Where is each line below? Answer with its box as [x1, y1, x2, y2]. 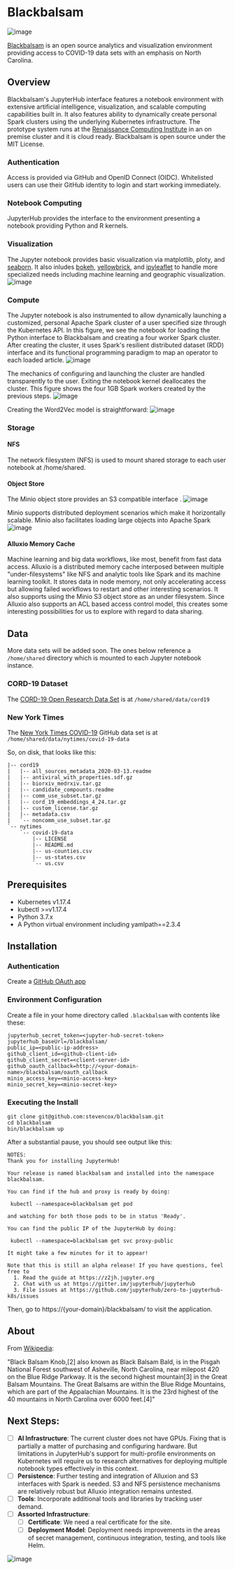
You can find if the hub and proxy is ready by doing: [7, 1188, 171, 1195]
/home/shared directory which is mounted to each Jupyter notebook [7, 654, 201, 662]
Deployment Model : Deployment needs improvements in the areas [27, 1525, 220, 1534]
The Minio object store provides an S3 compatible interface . [7, 495, 182, 503]
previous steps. [7, 391, 52, 400]
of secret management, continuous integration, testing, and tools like [27, 1533, 227, 1542]
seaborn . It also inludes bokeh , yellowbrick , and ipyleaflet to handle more [7, 263, 218, 271]
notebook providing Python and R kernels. [7, 222, 129, 230]
